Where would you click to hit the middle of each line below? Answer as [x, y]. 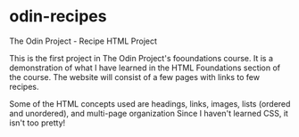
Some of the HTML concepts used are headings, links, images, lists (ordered [150, 103]
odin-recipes [58, 16]
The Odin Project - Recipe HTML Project [83, 41]
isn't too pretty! [37, 123]
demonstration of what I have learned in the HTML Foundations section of [145, 68]
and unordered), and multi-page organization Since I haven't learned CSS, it [149, 113]
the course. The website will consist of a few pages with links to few [135, 77]
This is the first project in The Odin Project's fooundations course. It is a [141, 58]
